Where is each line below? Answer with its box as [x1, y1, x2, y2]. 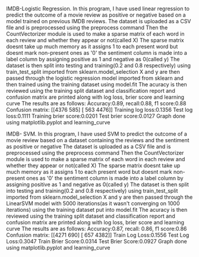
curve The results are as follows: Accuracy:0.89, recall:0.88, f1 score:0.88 [6, 100, 187, 106]
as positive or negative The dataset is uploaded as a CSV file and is [6, 143, 171, 150]
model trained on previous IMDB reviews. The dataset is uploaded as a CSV [6, 18, 191, 24]
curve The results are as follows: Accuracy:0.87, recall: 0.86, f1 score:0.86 [6, 225, 187, 232]
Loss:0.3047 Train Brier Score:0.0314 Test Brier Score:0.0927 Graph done [6, 238, 187, 245]
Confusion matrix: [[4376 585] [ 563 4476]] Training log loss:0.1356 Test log [6, 106, 193, 113]
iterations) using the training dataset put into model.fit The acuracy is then [6, 206, 188, 213]
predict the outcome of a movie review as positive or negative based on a [6, 11, 186, 18]
